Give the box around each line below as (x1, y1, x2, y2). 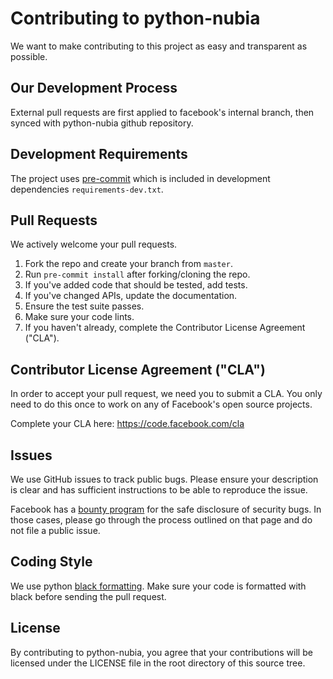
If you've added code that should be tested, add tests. (24, 279, 248, 291)
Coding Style (10, 553, 93, 571)
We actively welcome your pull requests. (10, 238, 178, 251)
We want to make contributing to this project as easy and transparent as (10, 40, 308, 52)
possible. (10, 50, 48, 62)
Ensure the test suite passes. (24, 300, 145, 312)
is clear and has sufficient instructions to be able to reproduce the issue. (10, 484, 308, 496)
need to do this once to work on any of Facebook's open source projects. (10, 398, 313, 411)
